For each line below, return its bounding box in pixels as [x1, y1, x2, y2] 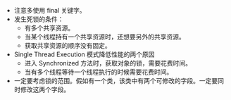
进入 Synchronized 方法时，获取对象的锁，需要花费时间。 [24, 59, 192, 67]
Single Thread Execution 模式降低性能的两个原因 [13, 50, 155, 58]
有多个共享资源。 [24, 24, 75, 32]
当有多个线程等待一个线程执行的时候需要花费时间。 [24, 68, 173, 76]
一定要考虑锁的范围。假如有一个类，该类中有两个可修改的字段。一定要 [13, 77, 218, 85]
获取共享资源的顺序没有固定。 [24, 42, 111, 49]
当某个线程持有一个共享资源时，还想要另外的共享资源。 [24, 32, 185, 41]
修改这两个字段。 [20, 85, 70, 94]
